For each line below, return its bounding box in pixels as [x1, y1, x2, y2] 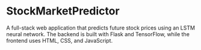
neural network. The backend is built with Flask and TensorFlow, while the [6, 30, 190, 37]
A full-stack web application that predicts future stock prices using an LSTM [6, 24, 196, 31]
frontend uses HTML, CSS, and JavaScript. [6, 37, 113, 44]
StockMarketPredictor [6, 4, 120, 18]
